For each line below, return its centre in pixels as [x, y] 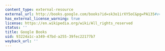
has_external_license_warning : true [42, 18]
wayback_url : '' [22, 41]
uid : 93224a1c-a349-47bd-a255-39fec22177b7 [50, 37]
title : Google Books [26, 32]
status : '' [16, 28]
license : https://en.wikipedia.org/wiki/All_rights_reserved [69, 23]
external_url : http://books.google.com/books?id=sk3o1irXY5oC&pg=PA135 [80, 14]
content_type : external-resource [39, 9]
